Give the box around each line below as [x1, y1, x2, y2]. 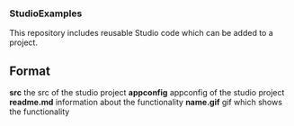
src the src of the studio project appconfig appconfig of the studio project [9, 87, 285, 98]
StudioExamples [9, 7, 83, 20]
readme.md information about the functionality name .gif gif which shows [9, 97, 283, 108]
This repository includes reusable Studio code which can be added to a [9, 28, 274, 39]
